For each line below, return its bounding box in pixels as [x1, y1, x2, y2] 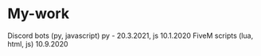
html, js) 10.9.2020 [7, 39, 68, 48]
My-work [7, 5, 69, 23]
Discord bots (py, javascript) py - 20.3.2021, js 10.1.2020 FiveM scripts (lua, [7, 31, 254, 40]
